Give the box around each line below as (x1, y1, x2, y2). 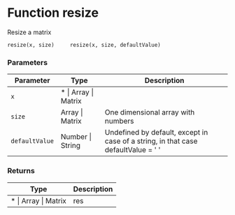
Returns (7, 166, 35, 176)
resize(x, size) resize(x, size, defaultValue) (7, 41, 161, 48)
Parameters (7, 57, 48, 67)
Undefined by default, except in (104, 128, 208, 138)
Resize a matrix (7, 28, 52, 36)
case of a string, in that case (104, 136, 198, 146)
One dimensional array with (104, 107, 195, 117)
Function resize (7, 5, 99, 21)
